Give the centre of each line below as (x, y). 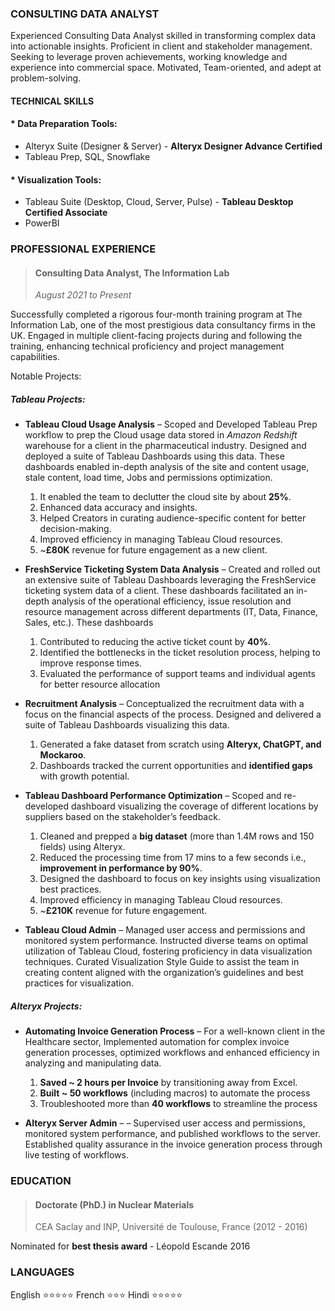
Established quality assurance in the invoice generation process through (173, 1144)
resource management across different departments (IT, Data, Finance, (171, 612)
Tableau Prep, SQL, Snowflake (87, 157)
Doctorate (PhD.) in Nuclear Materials (114, 1204)
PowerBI (42, 223)
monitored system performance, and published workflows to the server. (172, 1134)
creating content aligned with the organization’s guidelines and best (164, 973)
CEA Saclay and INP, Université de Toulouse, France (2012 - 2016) (171, 1227)
